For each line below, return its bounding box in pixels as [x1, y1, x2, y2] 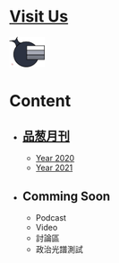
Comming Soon [21, 188, 111, 204]
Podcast [35, 213, 67, 223]
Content [9, 90, 72, 111]
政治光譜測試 [35, 244, 83, 255]
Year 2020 [35, 153, 75, 164]
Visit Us [9, 6, 69, 27]
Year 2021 [35, 162, 73, 173]
